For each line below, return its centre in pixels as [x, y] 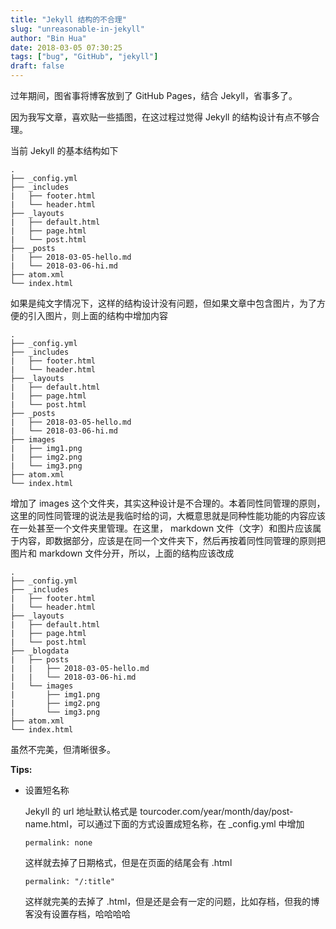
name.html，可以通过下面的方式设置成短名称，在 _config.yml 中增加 [164, 824]
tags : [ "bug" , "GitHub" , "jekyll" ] [84, 57]
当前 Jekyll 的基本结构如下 [64, 150]
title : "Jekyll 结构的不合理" [68, 19]
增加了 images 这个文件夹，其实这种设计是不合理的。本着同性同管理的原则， [168, 503]
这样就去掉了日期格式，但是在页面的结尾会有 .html [128, 862]
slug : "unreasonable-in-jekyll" [77, 29]
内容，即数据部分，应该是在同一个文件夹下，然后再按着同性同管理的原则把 [172, 540]
